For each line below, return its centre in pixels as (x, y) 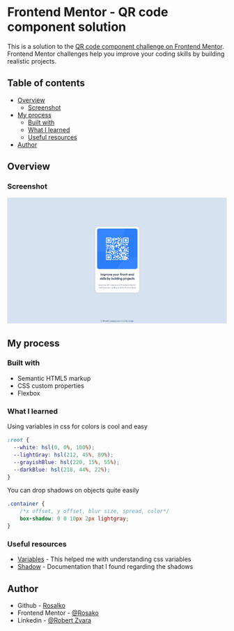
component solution (67, 27)
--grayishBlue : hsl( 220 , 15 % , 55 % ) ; (67, 462)
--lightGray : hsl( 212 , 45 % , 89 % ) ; (63, 455)
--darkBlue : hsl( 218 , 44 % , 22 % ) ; (62, 470)
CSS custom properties (51, 386)
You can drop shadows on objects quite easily (73, 491)
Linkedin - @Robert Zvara (54, 620)
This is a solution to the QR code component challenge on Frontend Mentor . (116, 46)
